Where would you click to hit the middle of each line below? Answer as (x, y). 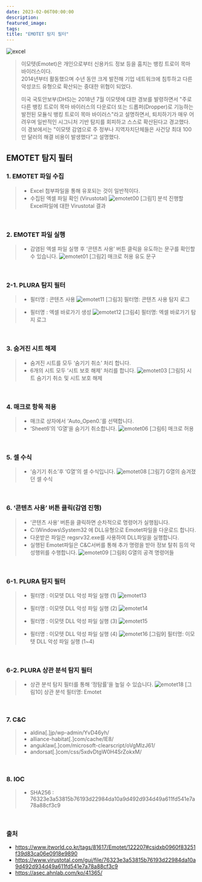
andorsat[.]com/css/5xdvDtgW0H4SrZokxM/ (86, 752)
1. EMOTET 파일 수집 (35, 177)
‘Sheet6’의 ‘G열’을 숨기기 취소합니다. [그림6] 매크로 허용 (112, 428)
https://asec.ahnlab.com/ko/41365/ (58, 873)
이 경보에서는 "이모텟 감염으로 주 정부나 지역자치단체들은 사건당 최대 (101, 130)
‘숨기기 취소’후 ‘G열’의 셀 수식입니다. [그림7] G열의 (105, 471)
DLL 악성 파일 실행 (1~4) (65, 641)
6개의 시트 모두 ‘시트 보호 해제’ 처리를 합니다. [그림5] (108, 370)
